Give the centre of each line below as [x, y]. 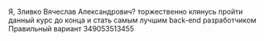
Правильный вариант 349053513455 [71, 29]
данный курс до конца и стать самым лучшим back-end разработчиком [132, 20]
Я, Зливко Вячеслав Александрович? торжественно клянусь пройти [126, 12]
